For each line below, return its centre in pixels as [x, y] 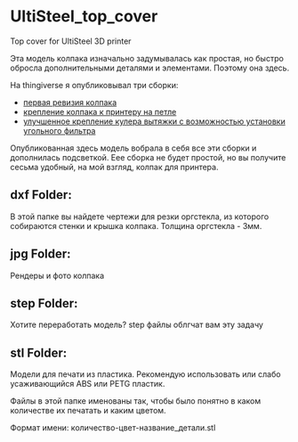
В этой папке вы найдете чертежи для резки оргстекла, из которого [140, 217]
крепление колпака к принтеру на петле [100, 111]
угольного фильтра [59, 130]
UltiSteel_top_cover [84, 16]
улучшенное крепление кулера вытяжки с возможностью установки [154, 121]
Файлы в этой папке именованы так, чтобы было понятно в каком [136, 401]
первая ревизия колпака [70, 102]
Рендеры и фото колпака [57, 275]
